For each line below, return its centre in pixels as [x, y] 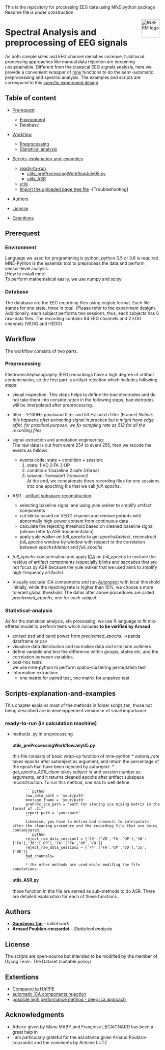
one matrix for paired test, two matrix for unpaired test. [75, 678]
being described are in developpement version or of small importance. [76, 710]
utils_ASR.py [26, 880]
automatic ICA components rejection [49, 994]
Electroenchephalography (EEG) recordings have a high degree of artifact [80, 374]
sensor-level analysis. [27, 269]
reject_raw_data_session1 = [54, 839]
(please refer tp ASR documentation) [57, 531]
